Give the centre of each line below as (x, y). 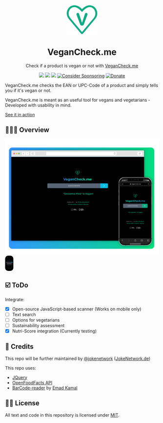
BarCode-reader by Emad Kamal (45, 388)
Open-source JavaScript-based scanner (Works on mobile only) (77, 309)
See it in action (20, 114)
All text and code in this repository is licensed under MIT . (62, 415)
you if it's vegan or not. (28, 90)
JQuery (20, 377)
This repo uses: (21, 368)
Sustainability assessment (38, 325)
